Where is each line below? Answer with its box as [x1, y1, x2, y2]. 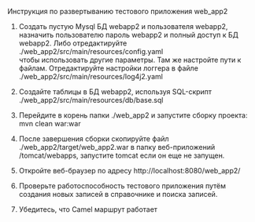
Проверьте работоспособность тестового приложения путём [18, 181, 226, 191]
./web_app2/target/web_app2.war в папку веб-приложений [18, 143, 216, 151]
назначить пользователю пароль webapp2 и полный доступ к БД [18, 31, 239, 39]
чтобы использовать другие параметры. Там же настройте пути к [18, 55, 242, 64]
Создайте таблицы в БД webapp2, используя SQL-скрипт [18, 87, 213, 96]
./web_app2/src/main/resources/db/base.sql [18, 96, 164, 104]
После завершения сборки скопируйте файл [18, 134, 170, 144]
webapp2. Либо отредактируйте [18, 38, 128, 48]
